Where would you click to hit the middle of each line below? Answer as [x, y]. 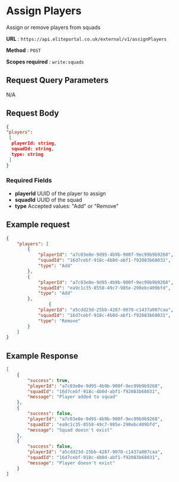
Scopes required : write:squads [45, 62]
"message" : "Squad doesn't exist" [70, 430]
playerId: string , [34, 143]
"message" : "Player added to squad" [73, 397]
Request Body [33, 113]
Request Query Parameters [57, 80]
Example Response [42, 356]
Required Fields [29, 181]
